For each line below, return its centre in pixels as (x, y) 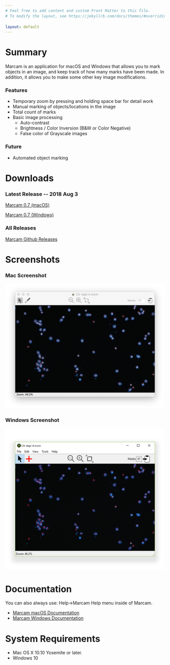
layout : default (22, 27)
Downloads (30, 178)
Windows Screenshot (32, 420)
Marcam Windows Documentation (48, 618)
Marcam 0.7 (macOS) (27, 205)
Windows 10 (25, 658)
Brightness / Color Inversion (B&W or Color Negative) (75, 128)
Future (13, 147)
